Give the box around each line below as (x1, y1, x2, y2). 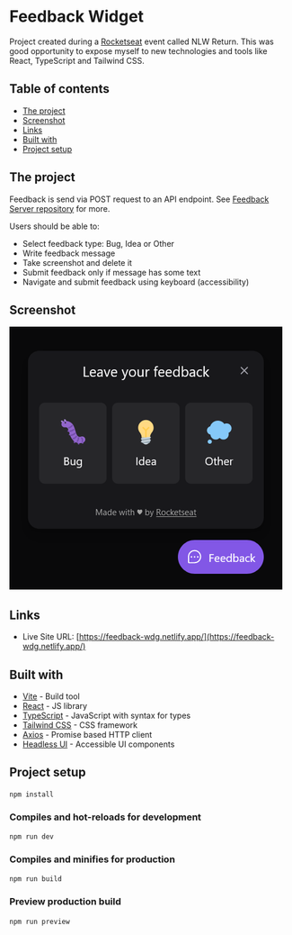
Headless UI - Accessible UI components (22, 739, 175, 749)
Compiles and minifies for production (9, 853, 175, 866)
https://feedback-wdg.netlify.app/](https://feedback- (79, 631, 275, 642)
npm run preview (9, 917, 70, 926)
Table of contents (9, 81, 110, 96)
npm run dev (9, 832, 54, 841)
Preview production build (9, 895, 121, 908)
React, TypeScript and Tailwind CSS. (9, 55, 146, 66)
